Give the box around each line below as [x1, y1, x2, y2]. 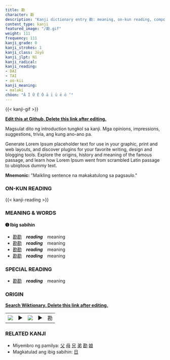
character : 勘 [5, 12, 34, 17]
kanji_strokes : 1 [5, 45, 42, 50]
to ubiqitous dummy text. [5, 163, 57, 169]
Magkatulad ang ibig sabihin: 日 [12, 348, 78, 355]
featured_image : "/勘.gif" [5, 26, 62, 31]
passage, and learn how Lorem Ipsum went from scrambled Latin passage [5, 157, 160, 163]
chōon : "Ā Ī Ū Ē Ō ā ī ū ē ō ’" [5, 92, 73, 97]
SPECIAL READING [5, 266, 52, 273]
